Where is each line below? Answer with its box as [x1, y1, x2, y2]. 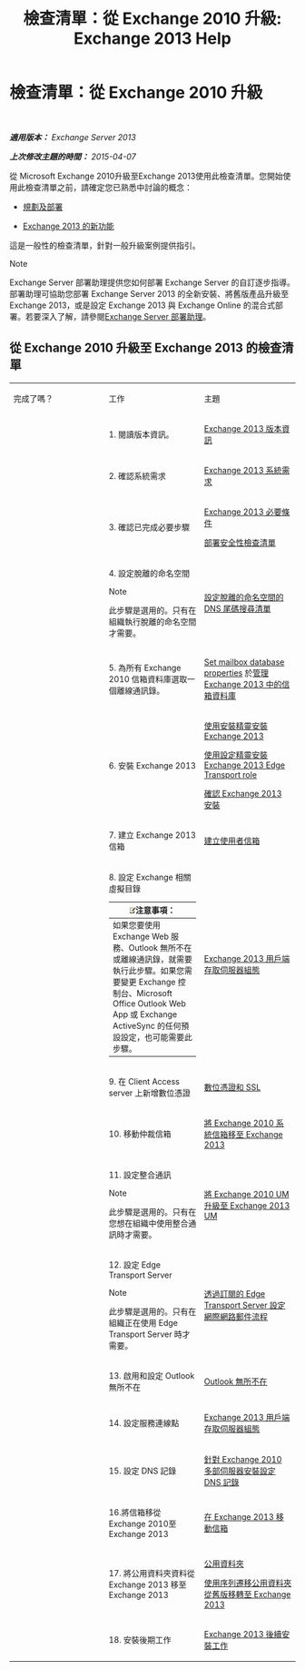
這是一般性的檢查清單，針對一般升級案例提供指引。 [9, 239, 201, 250]
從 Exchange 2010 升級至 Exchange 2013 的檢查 [9, 341, 282, 356]
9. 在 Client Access [108, 1076, 180, 1086]
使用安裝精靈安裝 [203, 720, 268, 731]
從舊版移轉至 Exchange [203, 1589, 291, 1599]
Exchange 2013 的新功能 [22, 220, 115, 231]
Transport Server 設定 [203, 1299, 286, 1310]
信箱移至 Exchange [212, 1129, 283, 1140]
